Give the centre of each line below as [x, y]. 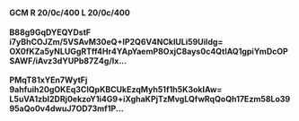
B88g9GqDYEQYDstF [50, 32]
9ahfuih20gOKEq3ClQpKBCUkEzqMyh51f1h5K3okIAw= [116, 90]
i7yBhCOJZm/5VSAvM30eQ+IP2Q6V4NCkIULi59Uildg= [116, 42]
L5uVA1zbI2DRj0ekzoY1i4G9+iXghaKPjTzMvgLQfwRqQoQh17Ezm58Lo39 [150, 99]
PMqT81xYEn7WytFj [48, 80]
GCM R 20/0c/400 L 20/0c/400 [70, 13]
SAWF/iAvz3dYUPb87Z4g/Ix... [68, 61]
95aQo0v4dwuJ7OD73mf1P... [66, 108]
